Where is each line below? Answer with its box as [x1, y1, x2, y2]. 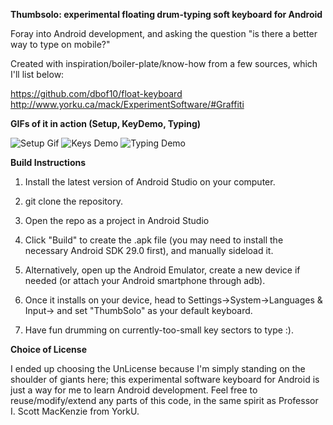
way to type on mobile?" [10, 39, 111, 50]
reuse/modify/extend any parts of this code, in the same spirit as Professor [10, 395, 319, 406]
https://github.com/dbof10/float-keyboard [10, 88, 183, 99]
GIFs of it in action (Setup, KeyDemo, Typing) [10, 118, 202, 129]
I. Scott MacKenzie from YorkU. [10, 405, 140, 417]
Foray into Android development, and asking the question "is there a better [10, 28, 318, 39]
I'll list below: [10, 69, 65, 80]
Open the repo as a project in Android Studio [24, 215, 210, 226]
